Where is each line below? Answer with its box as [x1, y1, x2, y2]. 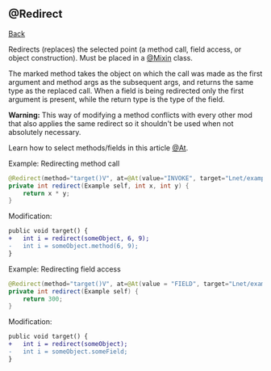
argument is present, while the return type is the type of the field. [8, 94, 225, 104]
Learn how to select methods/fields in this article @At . [8, 142, 189, 153]
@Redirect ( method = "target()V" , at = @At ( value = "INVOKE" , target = [8, 174, 226, 182]
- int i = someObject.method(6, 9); [8, 242, 139, 251]
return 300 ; [23, 295, 63, 303]
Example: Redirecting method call [8, 158, 120, 168]
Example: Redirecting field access [8, 263, 121, 274]
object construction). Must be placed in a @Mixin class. [8, 53, 194, 62]
